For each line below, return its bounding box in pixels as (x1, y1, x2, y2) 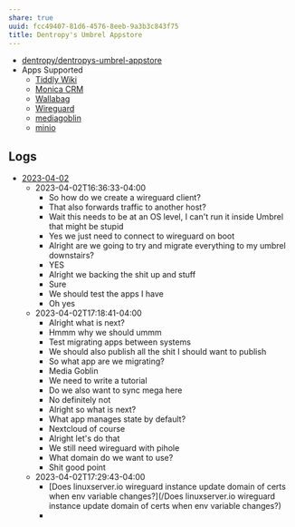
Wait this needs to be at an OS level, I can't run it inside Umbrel (48, 211, 284, 222)
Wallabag (34, 93, 71, 104)
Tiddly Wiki (34, 74, 78, 85)
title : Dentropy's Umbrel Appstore (8, 30, 143, 39)
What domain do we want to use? (48, 453, 174, 464)
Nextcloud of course (48, 424, 126, 434)
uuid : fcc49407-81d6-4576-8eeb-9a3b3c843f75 (8, 22, 179, 31)
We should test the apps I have (48, 288, 165, 299)
